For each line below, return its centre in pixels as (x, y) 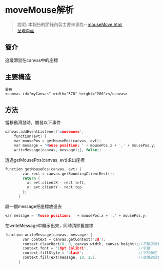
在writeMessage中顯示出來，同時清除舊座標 (49, 226)
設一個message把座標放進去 (33, 206)
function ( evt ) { (31, 136)
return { (31, 178)
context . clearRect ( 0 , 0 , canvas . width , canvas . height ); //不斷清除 (90, 244)
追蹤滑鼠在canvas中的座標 (32, 60)
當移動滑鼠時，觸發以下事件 (33, 123)
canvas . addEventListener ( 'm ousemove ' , (44, 132)
